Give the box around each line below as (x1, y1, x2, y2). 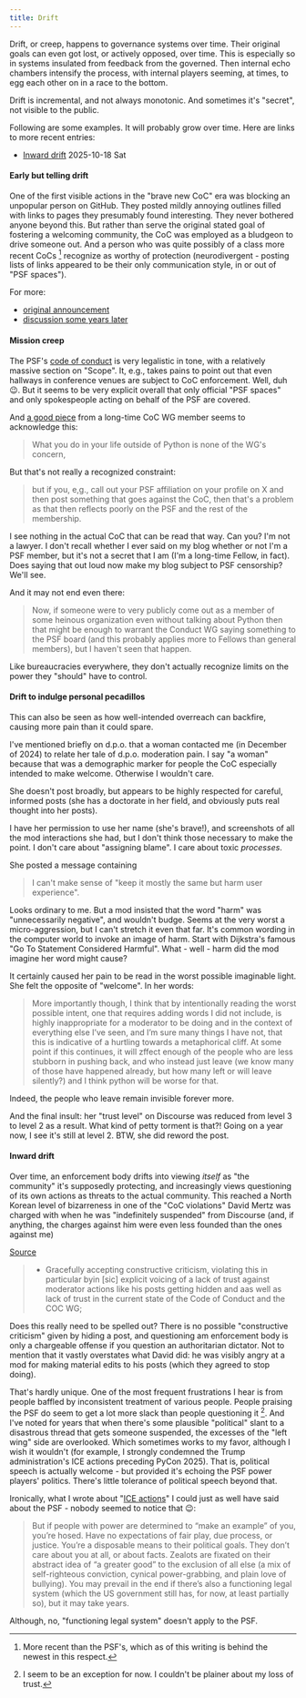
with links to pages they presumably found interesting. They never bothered (9, 209, 294, 220)
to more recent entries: (9, 131, 96, 142)
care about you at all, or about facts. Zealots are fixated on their (31, 1549, 271, 1560)
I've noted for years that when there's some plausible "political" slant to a (9, 1417, 285, 1428)
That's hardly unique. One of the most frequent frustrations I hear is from (9, 1387, 284, 1398)
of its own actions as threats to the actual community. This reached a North (9, 1190, 292, 1202)
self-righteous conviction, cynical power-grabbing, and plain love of (31, 1568, 287, 1580)
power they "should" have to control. (9, 670, 148, 681)
